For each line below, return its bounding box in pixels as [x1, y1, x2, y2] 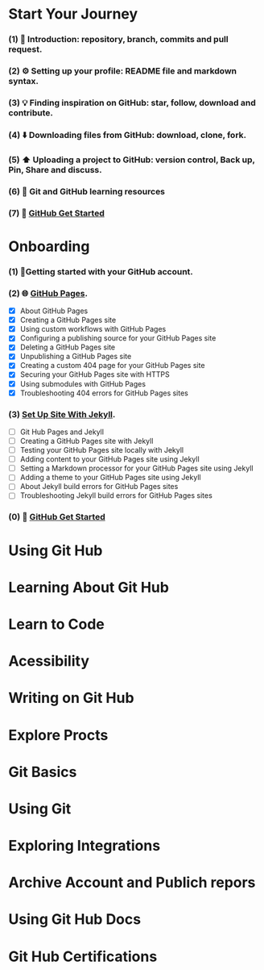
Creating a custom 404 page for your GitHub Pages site [19, 361, 205, 370]
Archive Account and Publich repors [8, 873, 256, 892]
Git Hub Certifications [8, 947, 158, 965]
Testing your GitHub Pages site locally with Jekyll [19, 445, 184, 455]
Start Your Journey [8, 5, 138, 23]
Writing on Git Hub [8, 689, 134, 707]
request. [8, 44, 43, 55]
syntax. [8, 76, 39, 87]
